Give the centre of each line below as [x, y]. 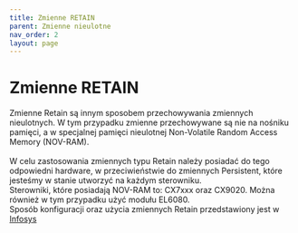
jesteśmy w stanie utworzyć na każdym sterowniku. [106, 180]
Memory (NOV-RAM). [49, 142]
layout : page [34, 43]
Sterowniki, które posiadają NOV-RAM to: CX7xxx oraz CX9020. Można [142, 190]
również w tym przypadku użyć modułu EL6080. [100, 199]
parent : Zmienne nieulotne [60, 26]
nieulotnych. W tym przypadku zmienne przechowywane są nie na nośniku [149, 122]
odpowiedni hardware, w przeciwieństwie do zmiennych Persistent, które [146, 171]
